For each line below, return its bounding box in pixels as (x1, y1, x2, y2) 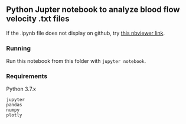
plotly (6, 112, 22, 118)
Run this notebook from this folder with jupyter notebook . (6, 58, 146, 65)
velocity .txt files (6, 14, 70, 24)
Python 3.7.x (6, 85, 37, 93)
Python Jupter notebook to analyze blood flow (6, 5, 180, 15)
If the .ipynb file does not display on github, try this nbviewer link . (6, 29, 165, 36)
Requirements (6, 72, 48, 81)
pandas (6, 102, 22, 108)
